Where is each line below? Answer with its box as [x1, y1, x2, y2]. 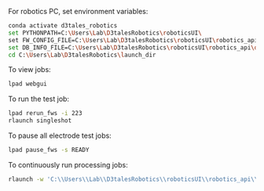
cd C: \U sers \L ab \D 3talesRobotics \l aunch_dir [8, 51, 156, 59]
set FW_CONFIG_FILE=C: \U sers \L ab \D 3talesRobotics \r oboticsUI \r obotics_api [8, 36, 258, 44]
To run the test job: [8, 94, 69, 104]
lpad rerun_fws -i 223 [8, 110, 82, 117]
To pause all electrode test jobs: [8, 131, 112, 140]
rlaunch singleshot [8, 117, 72, 124]
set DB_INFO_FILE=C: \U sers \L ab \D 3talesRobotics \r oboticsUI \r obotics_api [8, 43, 251, 52]
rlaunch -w [8, 175, 44, 183]
